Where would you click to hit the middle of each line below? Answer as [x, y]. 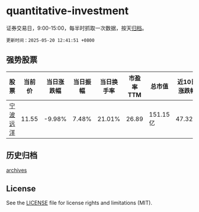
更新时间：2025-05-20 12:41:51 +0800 [50, 40]
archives [17, 170]
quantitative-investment [68, 11]
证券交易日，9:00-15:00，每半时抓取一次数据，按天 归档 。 [77, 28]
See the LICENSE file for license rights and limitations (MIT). [79, 203]
